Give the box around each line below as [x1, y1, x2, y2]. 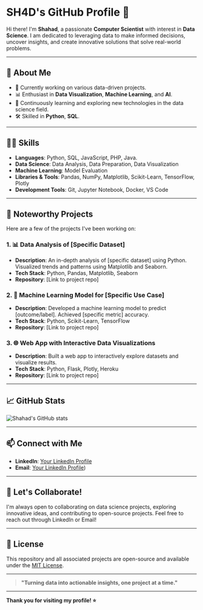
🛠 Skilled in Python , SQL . [14, 112, 80, 119]
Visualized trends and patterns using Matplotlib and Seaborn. [14, 262, 168, 270]
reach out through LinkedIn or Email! [6, 516, 97, 523]
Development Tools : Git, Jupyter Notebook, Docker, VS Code [14, 186, 169, 193]
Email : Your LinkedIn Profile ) [14, 464, 86, 471]
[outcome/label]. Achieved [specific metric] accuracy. [14, 311, 149, 318]
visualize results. [14, 359, 57, 366]
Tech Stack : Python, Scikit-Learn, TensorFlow [14, 317, 130, 325]
